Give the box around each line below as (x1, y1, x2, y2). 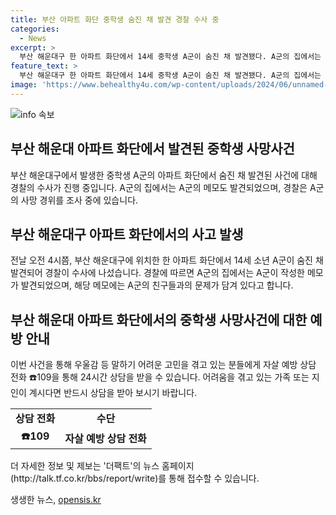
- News (19, 33, 47, 43)
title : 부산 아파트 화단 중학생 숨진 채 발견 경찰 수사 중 (10, 14, 220, 25)
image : (10, 80, 38, 90)
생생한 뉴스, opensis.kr (10, 494, 102, 506)
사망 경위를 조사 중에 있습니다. (20, 194, 139, 206)
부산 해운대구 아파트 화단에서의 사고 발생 (10, 226, 244, 243)
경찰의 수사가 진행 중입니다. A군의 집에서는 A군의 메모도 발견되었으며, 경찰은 (10, 181, 308, 193)
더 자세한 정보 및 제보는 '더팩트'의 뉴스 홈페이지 (10, 460, 195, 472)
